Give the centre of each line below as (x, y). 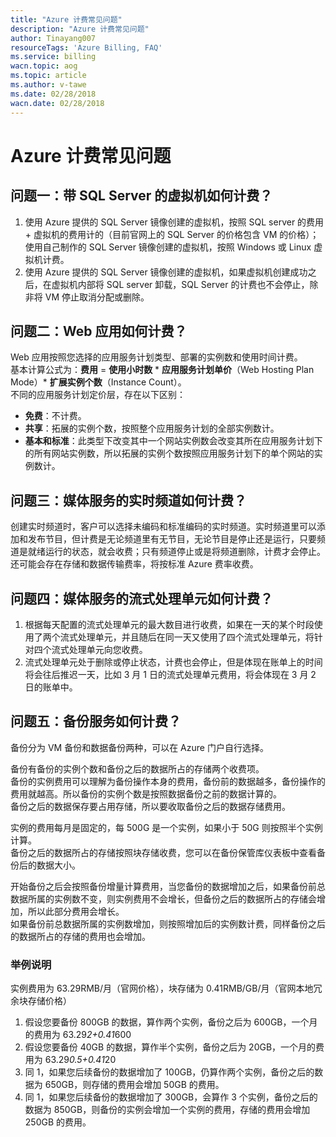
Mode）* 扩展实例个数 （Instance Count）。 (98, 382)
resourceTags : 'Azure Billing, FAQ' (86, 47)
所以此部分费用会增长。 (76, 911)
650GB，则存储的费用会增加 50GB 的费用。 (134, 1085)
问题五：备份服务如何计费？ (96, 721)
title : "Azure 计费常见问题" (66, 19)
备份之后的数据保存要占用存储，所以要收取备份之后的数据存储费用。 (150, 806)
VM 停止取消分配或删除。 (97, 297)
